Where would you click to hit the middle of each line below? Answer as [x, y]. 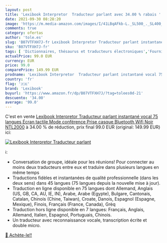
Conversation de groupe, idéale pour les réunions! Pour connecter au [83, 162]
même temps [26, 173]
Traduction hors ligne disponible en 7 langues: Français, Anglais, [79, 210]
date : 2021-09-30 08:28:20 [33, 19]
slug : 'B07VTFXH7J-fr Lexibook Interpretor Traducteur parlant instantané [84, 42]
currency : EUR [20, 61]
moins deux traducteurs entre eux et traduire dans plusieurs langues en [85, 167]
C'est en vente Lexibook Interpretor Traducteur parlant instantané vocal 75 [82, 117]
